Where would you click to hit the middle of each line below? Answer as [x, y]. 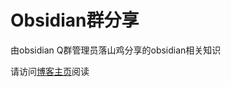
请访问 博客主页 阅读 [50, 71]
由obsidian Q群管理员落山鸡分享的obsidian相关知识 [116, 50]
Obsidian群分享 [75, 20]
